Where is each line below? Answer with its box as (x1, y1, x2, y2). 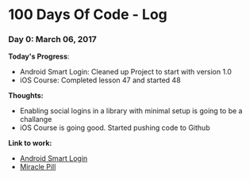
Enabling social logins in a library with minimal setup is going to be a (19, 106, 243, 116)
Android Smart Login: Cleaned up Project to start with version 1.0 (19, 67, 233, 77)
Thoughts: (8, 91, 44, 101)
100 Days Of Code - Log (8, 6, 168, 24)
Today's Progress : (8, 51, 70, 61)
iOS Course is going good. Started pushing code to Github (19, 123, 210, 132)
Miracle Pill (19, 162, 56, 172)
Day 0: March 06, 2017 (8, 34, 97, 45)
